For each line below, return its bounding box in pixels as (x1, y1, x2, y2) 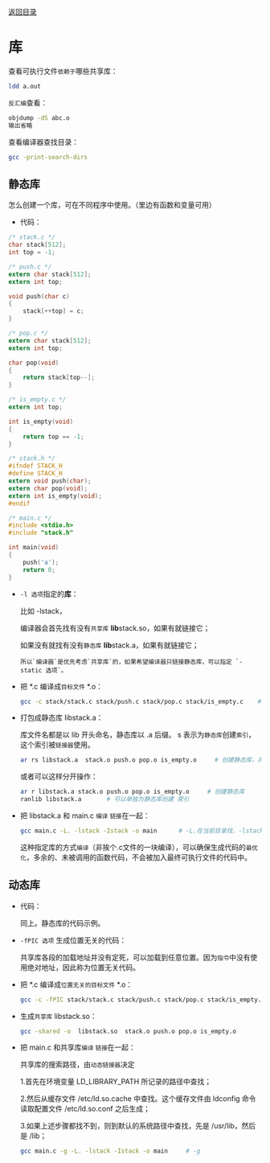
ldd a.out (8, 82, 42, 90)
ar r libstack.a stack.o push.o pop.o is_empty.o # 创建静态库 (19, 787, 245, 796)
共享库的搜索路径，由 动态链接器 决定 (19, 1060, 135, 1070)
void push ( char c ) (8, 292, 70, 300)
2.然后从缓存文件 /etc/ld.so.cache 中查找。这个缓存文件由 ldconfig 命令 (19, 1094, 256, 1103)
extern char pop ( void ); (8, 484, 88, 492)
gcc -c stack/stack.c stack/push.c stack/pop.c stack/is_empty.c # (19, 697, 262, 705)
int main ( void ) (8, 544, 59, 552)
